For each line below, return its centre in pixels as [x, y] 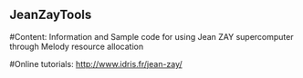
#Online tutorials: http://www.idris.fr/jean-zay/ [96, 63]
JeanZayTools [51, 15]
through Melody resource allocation [77, 46]
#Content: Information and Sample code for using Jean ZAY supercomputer [151, 36]
